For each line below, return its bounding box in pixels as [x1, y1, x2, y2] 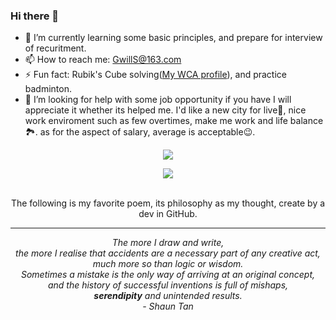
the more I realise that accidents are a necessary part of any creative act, [15, 247, 321, 259]
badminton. [24, 83, 73, 95]
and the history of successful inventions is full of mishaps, [47, 279, 289, 291]
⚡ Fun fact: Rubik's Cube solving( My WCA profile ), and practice [24, 69, 287, 81]
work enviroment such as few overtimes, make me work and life [24, 115, 288, 127]
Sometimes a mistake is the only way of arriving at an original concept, [20, 269, 316, 281]
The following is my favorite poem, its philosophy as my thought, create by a [10, 197, 326, 209]
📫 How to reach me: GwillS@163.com [24, 54, 182, 66]
